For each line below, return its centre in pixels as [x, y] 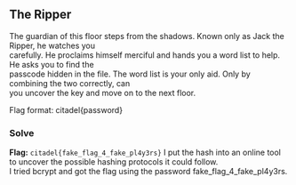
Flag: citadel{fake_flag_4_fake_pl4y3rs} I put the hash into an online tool [145, 153]
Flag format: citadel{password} [66, 109]
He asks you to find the [52, 64]
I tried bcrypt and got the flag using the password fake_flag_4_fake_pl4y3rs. [148, 172]
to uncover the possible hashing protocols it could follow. [114, 162]
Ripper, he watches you [52, 45]
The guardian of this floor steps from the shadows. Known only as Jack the [147, 36]
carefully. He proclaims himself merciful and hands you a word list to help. [145, 55]
